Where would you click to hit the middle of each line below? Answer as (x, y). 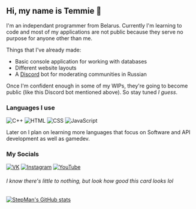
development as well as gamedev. (48, 139)
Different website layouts (46, 68)
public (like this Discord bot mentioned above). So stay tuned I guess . (92, 92)
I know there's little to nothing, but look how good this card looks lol (90, 181)
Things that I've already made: (44, 50)
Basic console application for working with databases (81, 61)
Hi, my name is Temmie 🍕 (54, 11)
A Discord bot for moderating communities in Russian (81, 74)
